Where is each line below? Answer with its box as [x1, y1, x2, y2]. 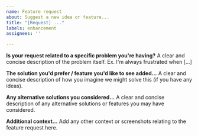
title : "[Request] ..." [6, 20, 65, 25]
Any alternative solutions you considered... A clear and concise [6, 94, 165, 101]
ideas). [6, 82, 23, 89]
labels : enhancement [6, 25, 57, 31]
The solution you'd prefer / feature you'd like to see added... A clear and [6, 70, 186, 77]
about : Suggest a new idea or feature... [6, 14, 110, 20]
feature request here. [6, 124, 58, 131]
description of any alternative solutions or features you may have [6, 100, 164, 107]
